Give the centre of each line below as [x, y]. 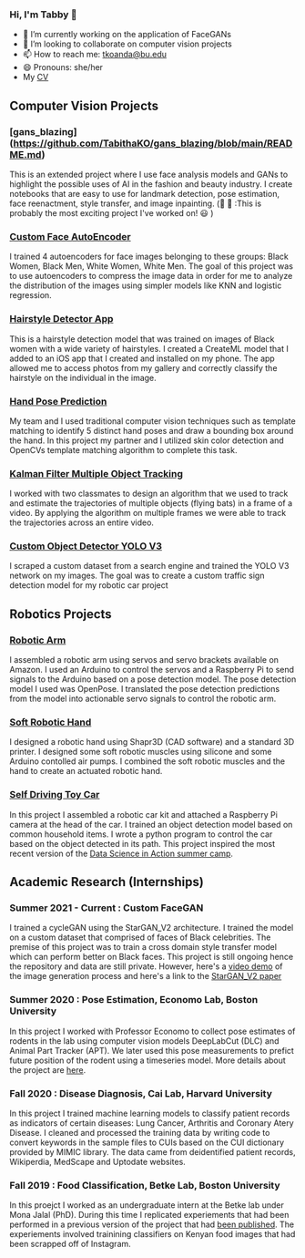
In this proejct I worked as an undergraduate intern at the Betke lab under [147, 1205]
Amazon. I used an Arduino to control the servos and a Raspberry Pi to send [152, 670]
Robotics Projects [61, 614]
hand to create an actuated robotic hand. [86, 771]
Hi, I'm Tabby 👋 [43, 15]
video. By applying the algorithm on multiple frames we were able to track [148, 513]
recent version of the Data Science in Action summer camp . [122, 853]
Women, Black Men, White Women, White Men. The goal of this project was [152, 266]
